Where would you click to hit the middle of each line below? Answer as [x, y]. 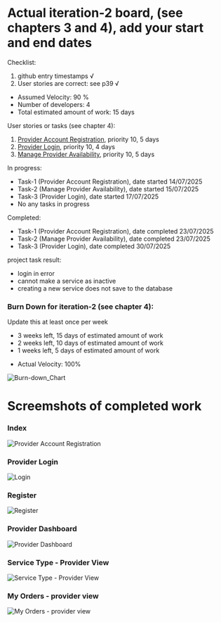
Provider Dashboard [42, 529]
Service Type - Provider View [58, 562]
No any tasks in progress [53, 204]
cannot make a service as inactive [67, 281]
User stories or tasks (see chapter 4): [61, 125]
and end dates [50, 43]
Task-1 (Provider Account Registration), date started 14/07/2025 [110, 182]
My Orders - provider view [53, 596]
